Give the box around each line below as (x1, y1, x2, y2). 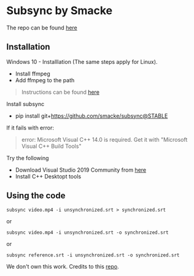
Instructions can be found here (21, 88, 100, 96)
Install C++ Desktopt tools (15, 172, 82, 180)
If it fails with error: (6, 124, 54, 131)
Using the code (6, 191, 66, 201)
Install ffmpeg (15, 70, 50, 77)
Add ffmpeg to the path (15, 76, 75, 83)
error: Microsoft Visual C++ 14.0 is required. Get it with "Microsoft (21, 136, 188, 143)
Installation (6, 42, 50, 52)
